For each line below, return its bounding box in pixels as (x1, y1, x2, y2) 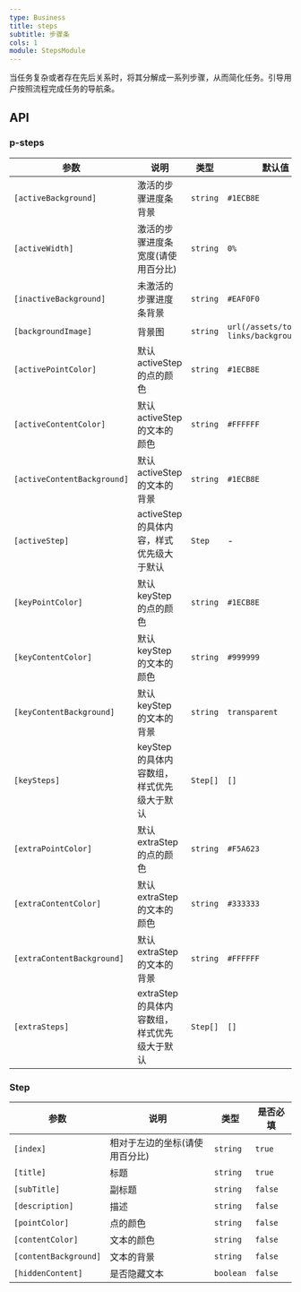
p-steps (9, 136, 45, 149)
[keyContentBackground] (13, 707, 116, 717)
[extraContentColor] (13, 898, 101, 909)
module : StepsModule (9, 47, 87, 56)
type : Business (9, 13, 66, 22)
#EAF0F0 (227, 293, 260, 304)
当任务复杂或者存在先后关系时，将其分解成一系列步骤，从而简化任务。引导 (9, 73, 284, 83)
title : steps (9, 22, 58, 30)
